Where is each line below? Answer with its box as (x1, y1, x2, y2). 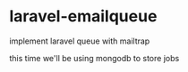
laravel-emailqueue (9, 6, 158, 27)
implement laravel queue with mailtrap (9, 36, 150, 46)
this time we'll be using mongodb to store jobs (9, 52, 180, 63)
